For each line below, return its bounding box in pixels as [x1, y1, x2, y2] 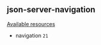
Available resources [7, 20, 56, 27]
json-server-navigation [7, 5, 96, 15]
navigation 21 [15, 32, 48, 39]
